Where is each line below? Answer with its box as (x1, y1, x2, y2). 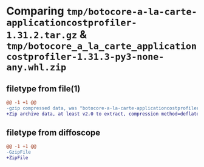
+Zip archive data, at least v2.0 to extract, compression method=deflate (6, 111, 200, 117)
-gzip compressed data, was (6, 105, 78, 111)
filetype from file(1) (6, 83, 81, 94)
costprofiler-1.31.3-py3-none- (6, 51, 165, 63)
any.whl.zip (6, 62, 67, 73)
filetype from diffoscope (6, 128, 101, 138)
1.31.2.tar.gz (6, 30, 78, 41)
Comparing (6, 4, 64, 18)
